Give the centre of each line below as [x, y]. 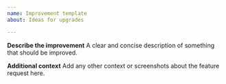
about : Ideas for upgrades [46, 20]
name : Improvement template [47, 13]
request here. [26, 73]
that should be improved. [42, 53]
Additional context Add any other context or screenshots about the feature [113, 66]
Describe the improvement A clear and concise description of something [111, 45]
